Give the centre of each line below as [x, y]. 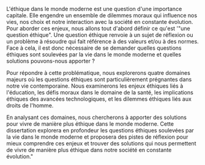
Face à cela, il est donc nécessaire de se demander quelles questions [94, 48]
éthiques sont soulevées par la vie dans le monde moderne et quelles [94, 54]
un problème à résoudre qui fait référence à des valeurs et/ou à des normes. [102, 41]
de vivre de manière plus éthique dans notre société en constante [89, 150]
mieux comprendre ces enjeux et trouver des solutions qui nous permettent [101, 143]
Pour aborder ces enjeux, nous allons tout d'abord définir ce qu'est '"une [99, 28]
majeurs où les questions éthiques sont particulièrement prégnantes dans [99, 79]
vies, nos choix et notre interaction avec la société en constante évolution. [100, 22]
